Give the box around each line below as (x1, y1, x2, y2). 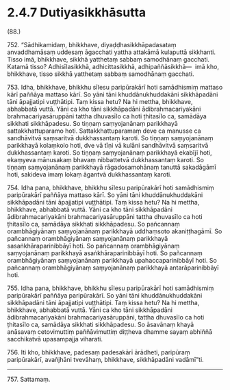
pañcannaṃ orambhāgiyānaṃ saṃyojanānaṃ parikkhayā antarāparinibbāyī (7, 263, 219, 272)
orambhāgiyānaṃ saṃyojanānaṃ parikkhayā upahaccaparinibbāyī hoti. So (7, 256, 217, 264)
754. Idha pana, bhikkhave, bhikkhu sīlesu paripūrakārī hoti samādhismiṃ (7, 183, 214, 192)
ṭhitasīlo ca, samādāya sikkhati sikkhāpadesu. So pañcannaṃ (7, 220, 180, 228)
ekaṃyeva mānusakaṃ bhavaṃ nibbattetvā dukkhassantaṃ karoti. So (7, 155, 204, 164)
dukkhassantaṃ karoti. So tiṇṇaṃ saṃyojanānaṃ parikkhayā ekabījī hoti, (7, 148, 212, 157)
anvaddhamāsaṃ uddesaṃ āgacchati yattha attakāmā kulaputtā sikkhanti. (7, 48, 216, 56)
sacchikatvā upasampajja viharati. (7, 335, 103, 343)
